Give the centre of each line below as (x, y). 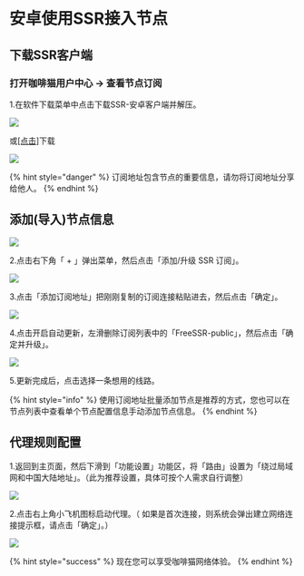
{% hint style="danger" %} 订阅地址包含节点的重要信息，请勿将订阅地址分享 (152, 177)
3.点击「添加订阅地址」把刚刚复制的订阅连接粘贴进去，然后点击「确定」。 (146, 297)
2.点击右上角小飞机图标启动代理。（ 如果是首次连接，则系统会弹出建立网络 (147, 513)
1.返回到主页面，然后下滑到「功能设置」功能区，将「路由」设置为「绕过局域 (151, 466)
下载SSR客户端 (51, 55)
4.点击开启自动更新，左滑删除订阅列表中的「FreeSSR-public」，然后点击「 (147, 333)
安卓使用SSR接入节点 (89, 19)
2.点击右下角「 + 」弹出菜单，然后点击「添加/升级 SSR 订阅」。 (127, 260)
